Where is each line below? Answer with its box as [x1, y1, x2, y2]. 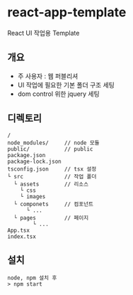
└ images [20, 193, 46, 200]
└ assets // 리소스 [13, 181, 89, 188]
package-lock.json [7, 158, 62, 165]
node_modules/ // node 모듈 [7, 139, 100, 146]
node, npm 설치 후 [7, 274, 57, 281]
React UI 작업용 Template [7, 28, 80, 37]
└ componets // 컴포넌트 [13, 200, 94, 208]
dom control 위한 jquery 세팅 [17, 90, 100, 98]
